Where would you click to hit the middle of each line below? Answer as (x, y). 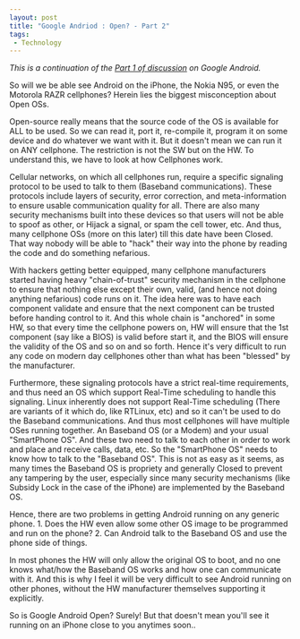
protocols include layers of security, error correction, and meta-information (148, 196)
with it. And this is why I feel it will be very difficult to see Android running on (150, 579)
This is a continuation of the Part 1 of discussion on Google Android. (135, 68)
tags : (19, 34)
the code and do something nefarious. (80, 253)
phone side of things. (48, 543)
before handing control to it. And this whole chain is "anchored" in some (142, 318)
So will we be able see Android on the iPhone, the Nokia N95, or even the (144, 85)
